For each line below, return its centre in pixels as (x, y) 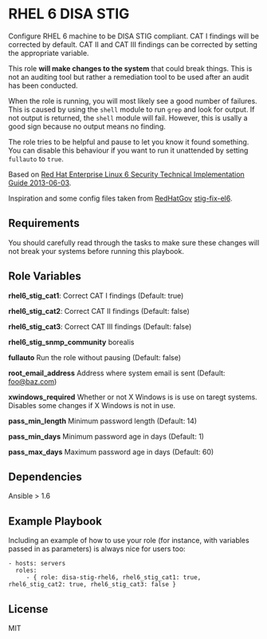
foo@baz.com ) (33, 381)
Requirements (44, 223)
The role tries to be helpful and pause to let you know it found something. (129, 141)
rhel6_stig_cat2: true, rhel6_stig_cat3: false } (92, 585)
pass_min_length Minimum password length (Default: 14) (103, 421)
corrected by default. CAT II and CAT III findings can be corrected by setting (133, 44)
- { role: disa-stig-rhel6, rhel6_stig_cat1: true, (114, 577)
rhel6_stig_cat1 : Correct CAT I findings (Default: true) (96, 296)
